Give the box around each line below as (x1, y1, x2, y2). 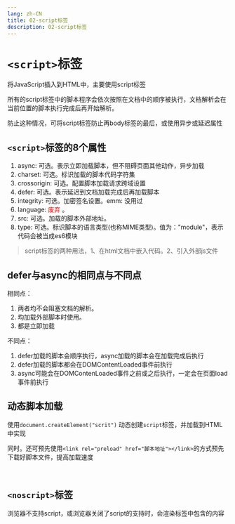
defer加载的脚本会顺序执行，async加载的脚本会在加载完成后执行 (17, 351, 205, 360)
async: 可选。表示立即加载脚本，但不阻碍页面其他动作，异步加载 (17, 162, 205, 170)
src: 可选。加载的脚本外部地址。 (17, 214, 111, 223)
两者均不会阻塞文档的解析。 (17, 303, 98, 313)
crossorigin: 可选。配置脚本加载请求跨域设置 (17, 179, 146, 188)
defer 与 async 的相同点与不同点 (7, 269, 142, 281)
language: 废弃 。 (17, 205, 69, 214)
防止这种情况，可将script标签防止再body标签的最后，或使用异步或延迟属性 (7, 119, 223, 127)
